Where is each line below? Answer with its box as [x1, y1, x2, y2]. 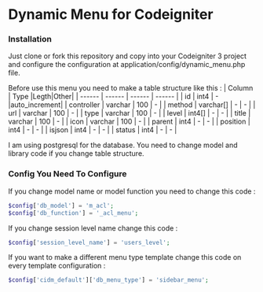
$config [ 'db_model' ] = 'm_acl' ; [8, 201, 114, 209]
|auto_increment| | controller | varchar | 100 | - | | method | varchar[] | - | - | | [8, 100, 256, 109]
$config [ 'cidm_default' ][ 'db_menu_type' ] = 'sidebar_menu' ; [8, 276, 210, 284]
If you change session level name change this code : [8, 223, 178, 233]
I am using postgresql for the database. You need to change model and [8, 140, 238, 150]
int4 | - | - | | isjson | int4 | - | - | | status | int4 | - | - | [8, 125, 177, 135]
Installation [8, 34, 53, 45]
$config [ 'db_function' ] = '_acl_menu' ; [8, 209, 139, 217]
